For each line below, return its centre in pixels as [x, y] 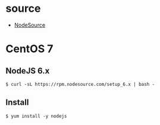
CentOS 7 [29, 49]
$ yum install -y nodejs [36, 116]
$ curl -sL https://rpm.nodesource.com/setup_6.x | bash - [80, 84]
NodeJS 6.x [28, 71]
